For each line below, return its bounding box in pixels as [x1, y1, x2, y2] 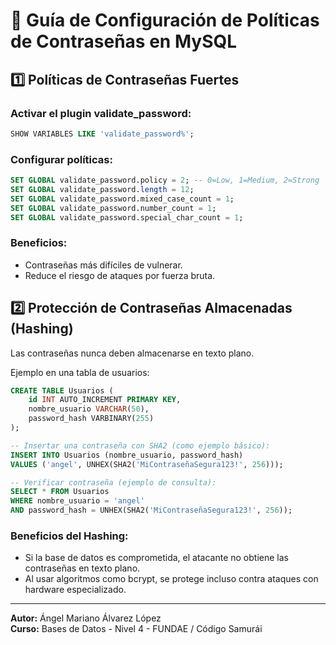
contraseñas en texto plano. [24, 562, 141, 574]
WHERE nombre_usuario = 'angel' [10, 496, 145, 506]
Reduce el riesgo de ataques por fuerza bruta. [24, 269, 216, 281]
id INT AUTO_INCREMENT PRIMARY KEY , [28, 395, 182, 405]
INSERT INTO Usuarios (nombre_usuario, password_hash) [10, 450, 244, 460]
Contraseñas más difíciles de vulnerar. [24, 259, 183, 271]
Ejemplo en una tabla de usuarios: [10, 366, 150, 378]
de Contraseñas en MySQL [10, 30, 238, 53]
